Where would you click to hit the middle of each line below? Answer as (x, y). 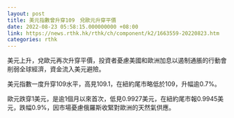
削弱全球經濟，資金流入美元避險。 (56, 69)
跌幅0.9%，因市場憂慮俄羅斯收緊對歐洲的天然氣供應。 (97, 108)
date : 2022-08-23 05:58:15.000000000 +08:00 (73, 27)
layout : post (26, 14)
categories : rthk (32, 40)
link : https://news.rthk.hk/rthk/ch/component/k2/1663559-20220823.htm (113, 33)
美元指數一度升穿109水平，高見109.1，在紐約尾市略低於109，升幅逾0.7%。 (114, 84)
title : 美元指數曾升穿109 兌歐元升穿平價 (62, 20)
